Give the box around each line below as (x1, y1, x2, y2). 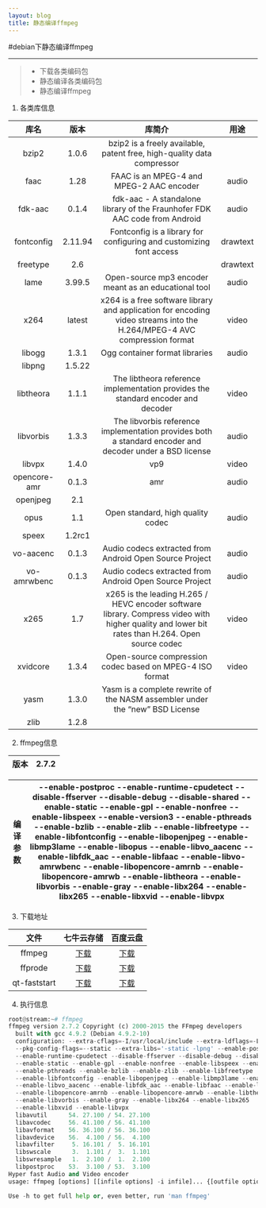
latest (66, 315, 89, 326)
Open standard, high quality (105, 507, 208, 518)
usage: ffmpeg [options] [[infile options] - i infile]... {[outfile (8, 1177, 239, 1186)
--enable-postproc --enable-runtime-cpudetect (38, 782, 234, 793)
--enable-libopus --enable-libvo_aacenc (77, 841, 241, 852)
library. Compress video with (103, 608, 211, 619)
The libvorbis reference (113, 415, 200, 426)
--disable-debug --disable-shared (98, 791, 239, 802)
